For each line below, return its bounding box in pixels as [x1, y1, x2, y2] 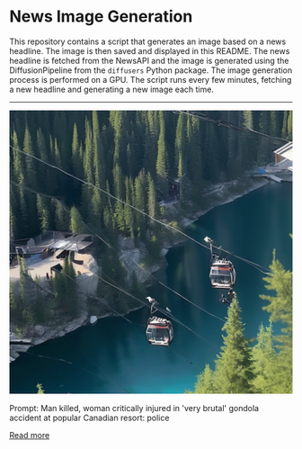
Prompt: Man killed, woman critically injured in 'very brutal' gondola [9, 402, 259, 413]
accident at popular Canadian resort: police [9, 412, 170, 423]
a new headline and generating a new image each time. [9, 84, 214, 94]
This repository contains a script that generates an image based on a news [9, 36, 287, 47]
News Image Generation [9, 6, 193, 27]
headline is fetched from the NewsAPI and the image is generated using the [9, 55, 289, 66]
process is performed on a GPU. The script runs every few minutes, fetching [9, 74, 292, 85]
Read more [9, 429, 50, 440]
